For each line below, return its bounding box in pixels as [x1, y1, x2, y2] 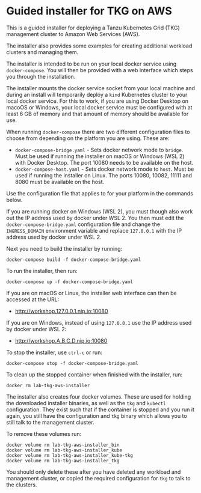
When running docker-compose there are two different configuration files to [6, 128, 191, 135]
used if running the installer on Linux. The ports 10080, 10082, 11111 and [14, 171, 193, 179]
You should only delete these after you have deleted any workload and [6, 468, 181, 476]
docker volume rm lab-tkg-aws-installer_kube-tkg [6, 452, 134, 458]
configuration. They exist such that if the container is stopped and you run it [6, 406, 194, 413]
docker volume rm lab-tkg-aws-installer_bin [6, 442, 120, 448]
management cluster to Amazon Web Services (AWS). [6, 30, 140, 37]
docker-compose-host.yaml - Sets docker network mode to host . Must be [14, 165, 194, 173]
